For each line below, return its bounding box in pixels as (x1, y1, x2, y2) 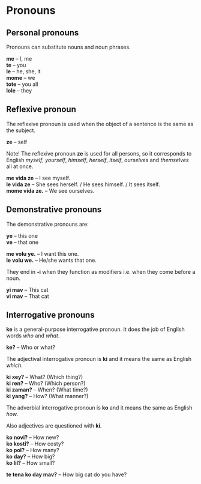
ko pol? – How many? (6, 447, 59, 454)
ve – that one (6, 238, 39, 246)
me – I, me (6, 55, 32, 62)
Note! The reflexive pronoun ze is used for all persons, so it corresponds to (6, 150, 192, 157)
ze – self (6, 138, 28, 145)
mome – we (6, 74, 35, 81)
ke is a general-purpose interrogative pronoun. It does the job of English (6, 325, 185, 333)
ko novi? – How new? (6, 434, 59, 441)
